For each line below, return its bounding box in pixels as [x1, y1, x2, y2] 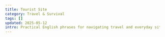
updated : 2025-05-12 [5, 20, 48, 25]
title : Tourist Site [5, 7, 48, 12]
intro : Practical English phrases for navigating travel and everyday [5, 25, 153, 30]
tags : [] [5, 16, 23, 21]
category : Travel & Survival [5, 12, 65, 16]
